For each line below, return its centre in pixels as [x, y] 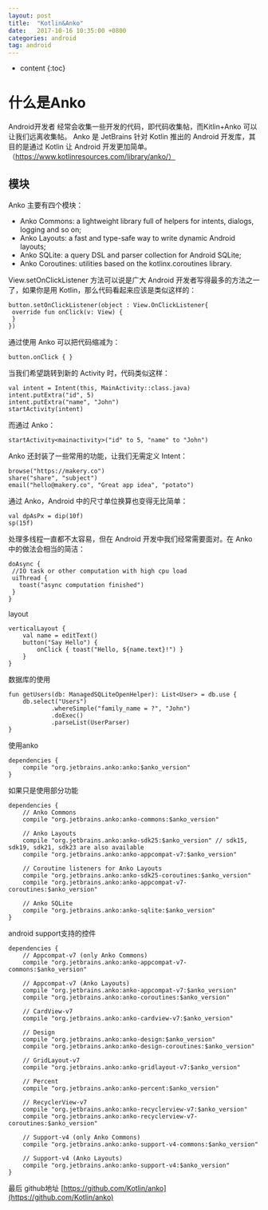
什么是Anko [47, 103]
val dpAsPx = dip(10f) [46, 516]
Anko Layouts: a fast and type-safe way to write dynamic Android [127, 238]
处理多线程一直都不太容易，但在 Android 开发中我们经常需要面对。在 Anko [130, 539]
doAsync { [25, 564]
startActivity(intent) [46, 409]
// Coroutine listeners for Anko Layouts [92, 869]
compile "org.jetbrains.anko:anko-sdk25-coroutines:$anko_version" [137, 875]
